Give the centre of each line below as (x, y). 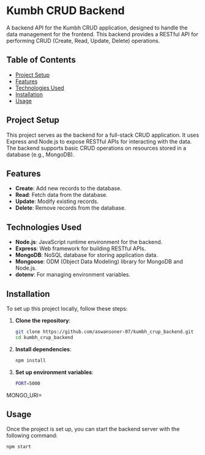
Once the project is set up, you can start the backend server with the (93, 429)
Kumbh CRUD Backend (65, 11)
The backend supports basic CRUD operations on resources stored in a (96, 148)
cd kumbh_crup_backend (44, 337)
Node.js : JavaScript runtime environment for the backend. (89, 242)
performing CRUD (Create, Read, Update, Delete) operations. (83, 40)
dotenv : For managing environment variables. (73, 275)
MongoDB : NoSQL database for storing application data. (86, 255)
